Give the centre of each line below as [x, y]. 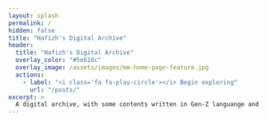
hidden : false [32, 30]
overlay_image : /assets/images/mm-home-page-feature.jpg [112, 68]
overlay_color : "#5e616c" [59, 60]
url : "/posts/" [55, 90]
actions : [30, 75]
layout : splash [34, 16]
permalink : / [30, 23]
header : [21, 45]
